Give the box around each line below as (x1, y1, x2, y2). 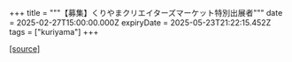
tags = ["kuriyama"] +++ (9, 27, 99, 37)
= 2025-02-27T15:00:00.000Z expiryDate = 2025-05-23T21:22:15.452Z (9, 17, 272, 28)
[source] (9, 44, 41, 54)
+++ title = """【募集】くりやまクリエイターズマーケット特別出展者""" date (9, 8, 283, 17)
